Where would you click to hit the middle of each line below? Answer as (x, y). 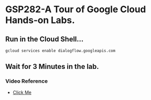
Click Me (22, 92)
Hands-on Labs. (40, 20)
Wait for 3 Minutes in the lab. (52, 67)
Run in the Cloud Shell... (45, 39)
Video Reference (27, 81)
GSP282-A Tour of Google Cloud (76, 9)
